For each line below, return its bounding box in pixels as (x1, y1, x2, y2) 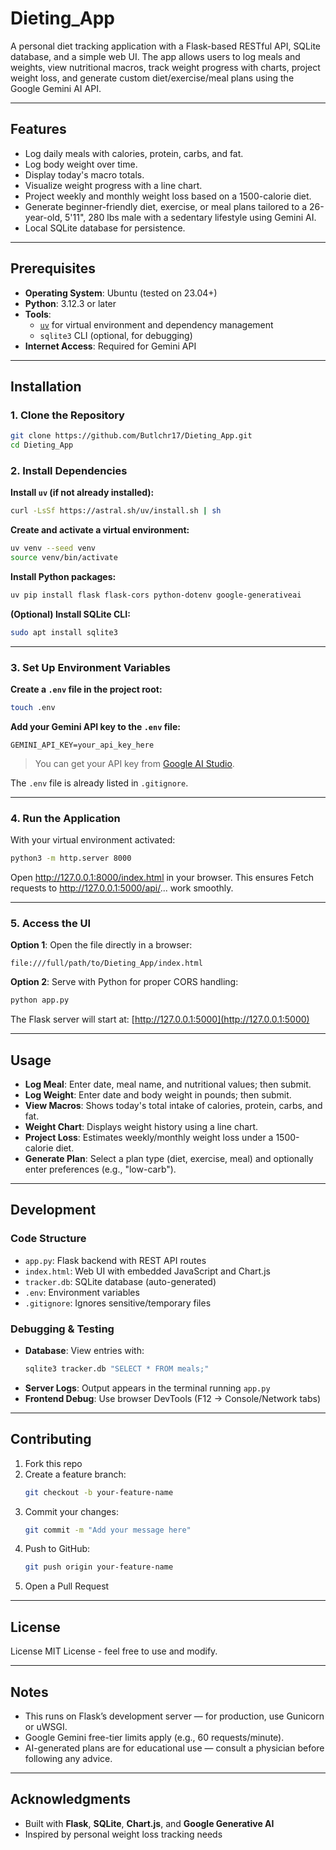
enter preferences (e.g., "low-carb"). (24, 1163, 177, 1175)
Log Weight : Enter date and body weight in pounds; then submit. (24, 1089, 292, 1101)
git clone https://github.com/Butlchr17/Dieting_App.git (10, 431, 253, 441)
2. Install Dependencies (10, 463, 128, 477)
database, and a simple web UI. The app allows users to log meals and (10, 50, 301, 62)
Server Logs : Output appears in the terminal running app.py (24, 1382, 271, 1394)
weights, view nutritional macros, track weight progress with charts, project (10, 61, 321, 73)
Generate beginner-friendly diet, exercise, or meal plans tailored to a (24, 200, 308, 212)
